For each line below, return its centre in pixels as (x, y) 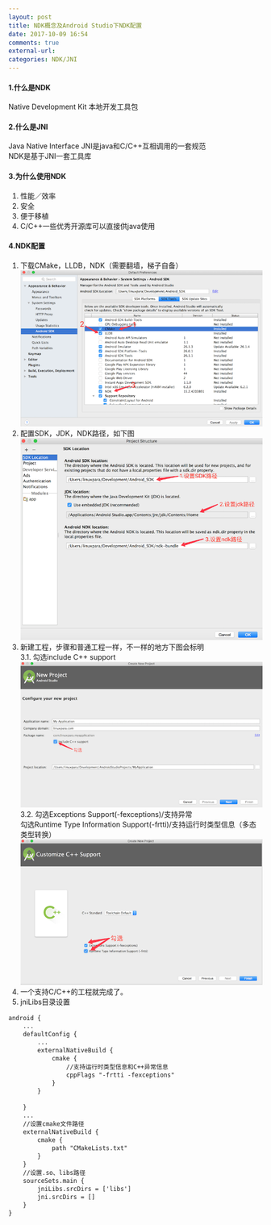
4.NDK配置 (27, 246)
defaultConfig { (50, 1035)
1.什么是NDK (29, 87)
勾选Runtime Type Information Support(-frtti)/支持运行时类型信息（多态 (138, 824)
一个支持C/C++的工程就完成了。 (73, 992)
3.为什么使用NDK (38, 176)
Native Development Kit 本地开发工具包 (73, 107)
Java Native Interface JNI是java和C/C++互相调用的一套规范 (107, 146)
